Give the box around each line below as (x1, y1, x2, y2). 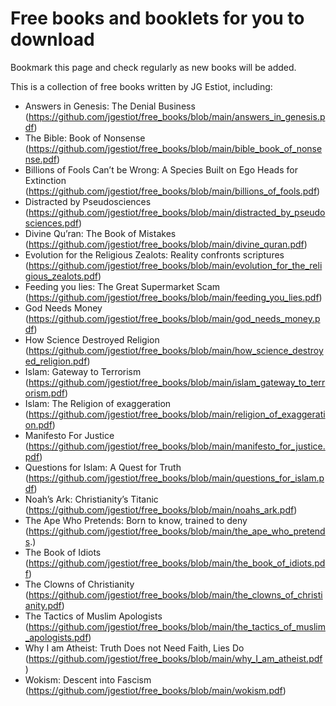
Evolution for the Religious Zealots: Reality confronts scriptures (24, 248, 285, 261)
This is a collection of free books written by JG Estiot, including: (10, 80, 273, 92)
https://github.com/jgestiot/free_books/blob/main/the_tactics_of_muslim (28, 620, 326, 632)
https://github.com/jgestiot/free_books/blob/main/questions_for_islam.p (28, 472, 325, 484)
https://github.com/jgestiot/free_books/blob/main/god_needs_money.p (28, 312, 321, 324)
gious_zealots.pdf (24, 270, 98, 282)
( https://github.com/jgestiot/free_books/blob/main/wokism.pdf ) (24, 684, 287, 696)
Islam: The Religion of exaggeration (24, 397, 172, 409)
